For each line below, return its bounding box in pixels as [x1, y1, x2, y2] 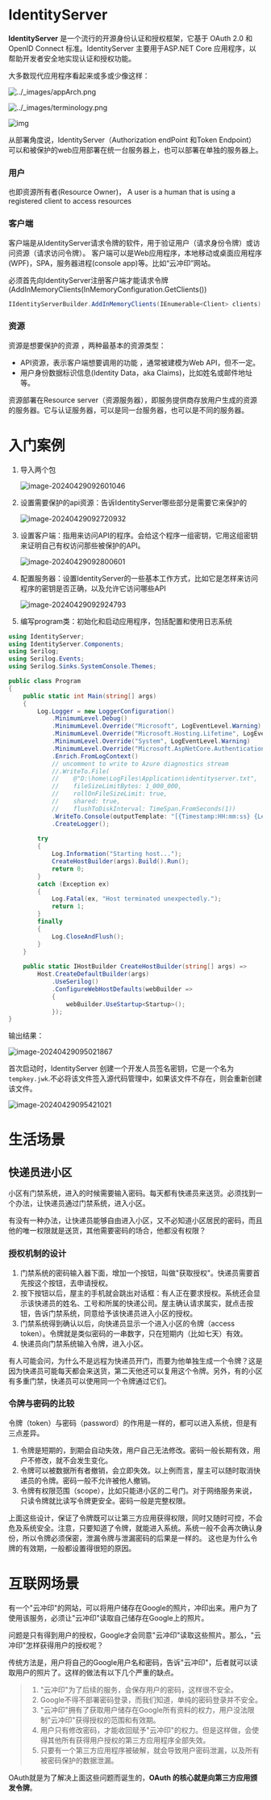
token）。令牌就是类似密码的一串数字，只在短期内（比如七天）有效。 [19, 1328, 248, 1338]
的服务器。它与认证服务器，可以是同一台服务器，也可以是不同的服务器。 [8, 405, 248, 415]
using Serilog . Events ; [8, 655, 85, 664]
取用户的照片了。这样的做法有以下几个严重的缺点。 [8, 1667, 178, 1677]
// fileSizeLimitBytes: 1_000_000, [51, 782, 182, 790]
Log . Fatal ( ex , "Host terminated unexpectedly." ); [51, 895, 222, 903]
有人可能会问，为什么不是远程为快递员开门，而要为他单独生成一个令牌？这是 [8, 1355, 263, 1365]
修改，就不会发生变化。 [34, 1455, 113, 1465]
